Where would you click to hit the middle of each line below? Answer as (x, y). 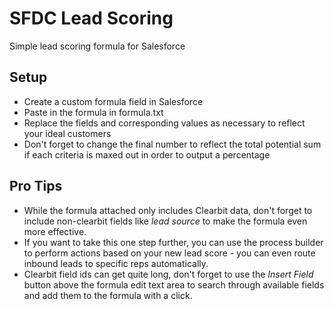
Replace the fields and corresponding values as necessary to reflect (164, 123)
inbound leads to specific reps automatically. (116, 263)
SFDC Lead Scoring (91, 18)
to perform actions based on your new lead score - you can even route (169, 253)
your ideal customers (67, 133)
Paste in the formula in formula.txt (93, 112)
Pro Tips (36, 186)
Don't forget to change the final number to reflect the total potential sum (172, 144)
